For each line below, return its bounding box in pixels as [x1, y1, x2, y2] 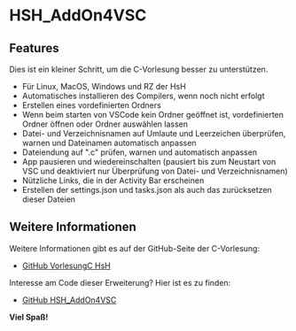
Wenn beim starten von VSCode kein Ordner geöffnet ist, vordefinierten [21, 110, 284, 119]
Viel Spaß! [9, 312, 49, 322]
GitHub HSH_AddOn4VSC [21, 294, 117, 305]
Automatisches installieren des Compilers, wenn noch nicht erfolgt [21, 90, 265, 101]
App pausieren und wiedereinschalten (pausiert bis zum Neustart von [21, 157, 277, 166]
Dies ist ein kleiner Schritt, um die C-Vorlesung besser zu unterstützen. [9, 64, 269, 74]
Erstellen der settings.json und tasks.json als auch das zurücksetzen [21, 185, 272, 195]
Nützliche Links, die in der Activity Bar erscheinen [21, 175, 205, 186]
